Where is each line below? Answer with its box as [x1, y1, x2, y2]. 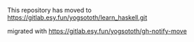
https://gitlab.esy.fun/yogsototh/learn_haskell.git [7, 13, 148, 22]
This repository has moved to [7, 6, 92, 14]
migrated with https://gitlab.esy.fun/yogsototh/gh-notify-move [7, 27, 187, 35]
